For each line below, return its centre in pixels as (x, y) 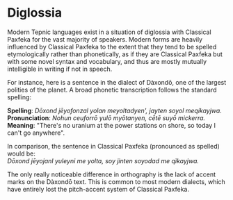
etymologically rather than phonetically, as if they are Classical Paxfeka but (115, 54)
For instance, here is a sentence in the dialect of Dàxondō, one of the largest (117, 82)
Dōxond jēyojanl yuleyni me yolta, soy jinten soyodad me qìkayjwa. (103, 160)
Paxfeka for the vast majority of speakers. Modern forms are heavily (105, 39)
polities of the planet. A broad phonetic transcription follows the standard (112, 90)
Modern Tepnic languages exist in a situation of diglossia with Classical (109, 32)
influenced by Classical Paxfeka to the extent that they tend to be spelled (112, 47)
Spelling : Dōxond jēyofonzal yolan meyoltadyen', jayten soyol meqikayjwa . (115, 110)
